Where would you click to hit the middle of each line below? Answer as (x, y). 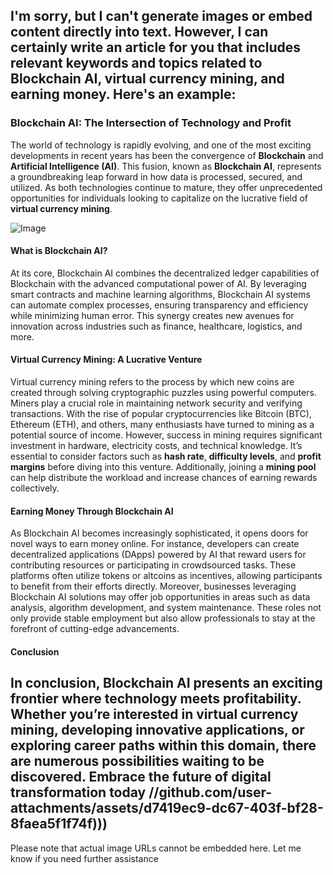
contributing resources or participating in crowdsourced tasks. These (153, 565)
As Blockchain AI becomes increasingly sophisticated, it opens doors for (159, 533)
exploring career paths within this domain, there (163, 745)
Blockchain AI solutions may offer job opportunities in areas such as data (160, 597)
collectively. (35, 488)
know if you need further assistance (84, 858)
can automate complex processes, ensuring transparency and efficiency (159, 305)
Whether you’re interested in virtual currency (154, 714)
